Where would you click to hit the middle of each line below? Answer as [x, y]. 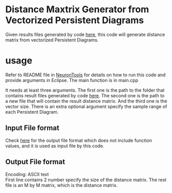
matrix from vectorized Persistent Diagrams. [52, 40]
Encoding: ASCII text [27, 174]
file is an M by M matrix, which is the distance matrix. [62, 185]
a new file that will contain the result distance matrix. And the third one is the [86, 101]
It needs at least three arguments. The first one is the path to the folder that [85, 90]
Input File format [32, 128]
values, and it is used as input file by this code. [55, 146]
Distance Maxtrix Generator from [77, 9]
